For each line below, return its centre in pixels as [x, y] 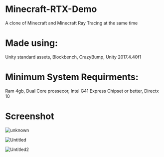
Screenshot [30, 116]
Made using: [32, 43]
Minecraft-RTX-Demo [51, 9]
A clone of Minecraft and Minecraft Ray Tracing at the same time [72, 23]
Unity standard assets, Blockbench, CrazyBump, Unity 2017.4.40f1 [73, 57]
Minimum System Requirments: [72, 77]
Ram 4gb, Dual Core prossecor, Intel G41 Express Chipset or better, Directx [82, 91]
